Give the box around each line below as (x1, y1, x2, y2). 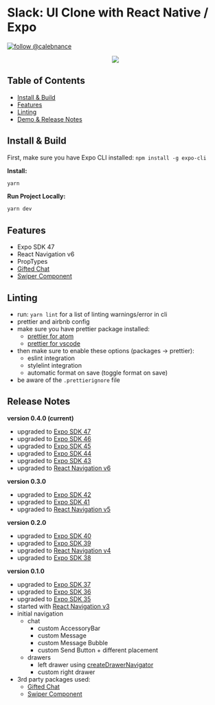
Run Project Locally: (7, 192, 66, 201)
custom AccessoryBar (37, 624, 101, 632)
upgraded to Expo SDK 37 (16, 580, 91, 588)
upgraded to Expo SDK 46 (16, 434, 91, 443)
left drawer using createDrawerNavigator (37, 660, 154, 669)
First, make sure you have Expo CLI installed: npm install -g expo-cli (7, 153, 207, 161)
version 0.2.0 (7, 518, 47, 526)
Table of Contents (7, 75, 86, 87)
